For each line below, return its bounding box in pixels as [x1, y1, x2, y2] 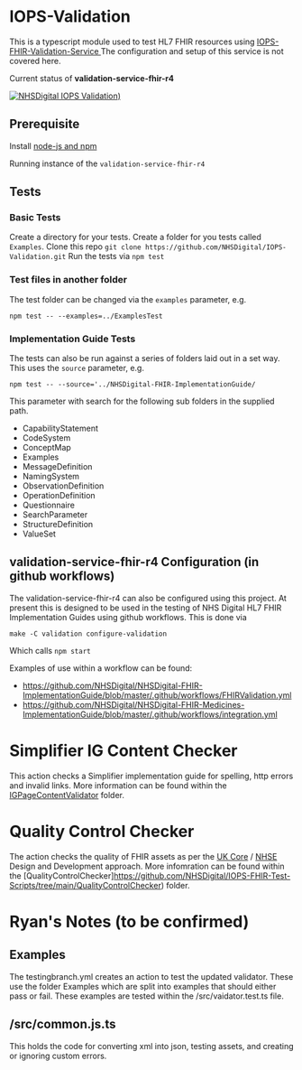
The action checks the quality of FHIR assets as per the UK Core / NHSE [9, 851, 278, 861]
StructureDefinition [22, 519, 94, 530]
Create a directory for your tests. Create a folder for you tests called [9, 232, 261, 243]
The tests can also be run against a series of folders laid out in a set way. [9, 353, 280, 364]
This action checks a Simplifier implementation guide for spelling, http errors [9, 770, 294, 781]
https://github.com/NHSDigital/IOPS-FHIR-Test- [114, 870, 291, 881]
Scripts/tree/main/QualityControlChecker [9, 879, 162, 890]
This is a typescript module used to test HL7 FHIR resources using [9, 36, 255, 47]
